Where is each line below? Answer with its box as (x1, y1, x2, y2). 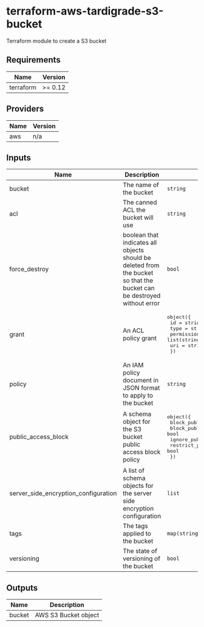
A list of (122, 466, 144, 475)
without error (122, 299, 160, 308)
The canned (122, 198, 157, 207)
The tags (122, 522, 148, 530)
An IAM (122, 361, 144, 370)
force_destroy (9, 265, 49, 274)
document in (122, 376, 159, 385)
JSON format (122, 384, 160, 392)
